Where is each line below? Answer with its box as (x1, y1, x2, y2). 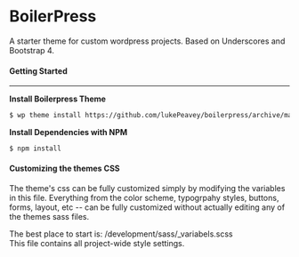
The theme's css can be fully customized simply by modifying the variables (9, 183, 286, 194)
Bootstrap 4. (9, 44, 55, 55)
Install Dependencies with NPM (9, 127, 128, 138)
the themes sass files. (9, 212, 90, 222)
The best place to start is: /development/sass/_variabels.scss (9, 229, 233, 239)
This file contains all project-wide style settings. (9, 238, 185, 249)
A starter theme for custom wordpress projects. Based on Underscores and (9, 36, 286, 46)
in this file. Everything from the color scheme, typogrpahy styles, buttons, (9, 193, 279, 204)
